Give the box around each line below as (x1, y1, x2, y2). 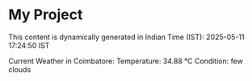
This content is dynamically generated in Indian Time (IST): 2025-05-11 (8, 32, 245, 42)
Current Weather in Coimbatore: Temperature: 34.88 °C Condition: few (8, 56, 244, 66)
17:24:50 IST (8, 40, 50, 50)
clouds (8, 64, 31, 74)
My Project (8, 6, 83, 24)
